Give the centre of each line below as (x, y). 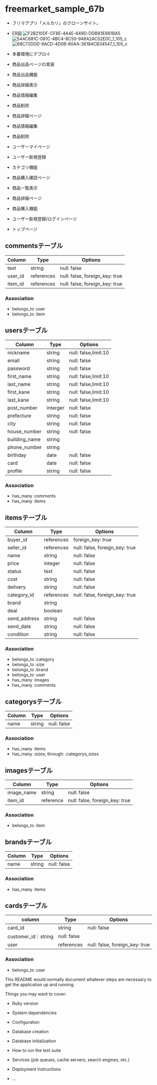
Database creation (30, 1031)
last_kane (18, 400)
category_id (21, 595)
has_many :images (30, 680)
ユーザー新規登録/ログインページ (44, 219)
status (14, 571)
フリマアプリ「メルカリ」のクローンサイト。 (56, 23)
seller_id (17, 548)
